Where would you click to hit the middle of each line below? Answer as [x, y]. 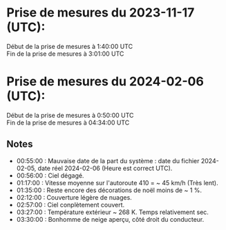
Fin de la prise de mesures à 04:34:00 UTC [68, 123]
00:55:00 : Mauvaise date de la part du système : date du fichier [108, 160]
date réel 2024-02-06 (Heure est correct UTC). [105, 168]
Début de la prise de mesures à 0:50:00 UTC [70, 115]
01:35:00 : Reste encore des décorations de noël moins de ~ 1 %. [109, 190]
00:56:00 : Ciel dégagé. [50, 175]
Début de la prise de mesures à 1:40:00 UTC [69, 46]
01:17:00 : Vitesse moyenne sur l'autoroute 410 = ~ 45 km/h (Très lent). [117, 182]
